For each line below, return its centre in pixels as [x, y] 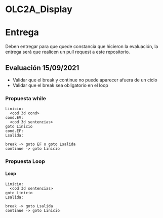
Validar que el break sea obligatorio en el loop [60, 85]
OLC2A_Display [39, 9]
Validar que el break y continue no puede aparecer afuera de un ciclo [85, 80]
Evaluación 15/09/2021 [42, 68]
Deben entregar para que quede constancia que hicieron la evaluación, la [82, 47]
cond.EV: [14, 118]
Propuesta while [26, 98]
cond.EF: [14, 131]
